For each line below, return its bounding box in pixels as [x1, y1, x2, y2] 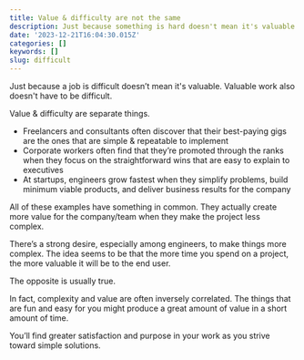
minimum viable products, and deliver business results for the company [22, 184, 291, 194]
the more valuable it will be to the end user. [9, 258, 171, 269]
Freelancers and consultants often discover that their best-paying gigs [22, 126, 287, 137]
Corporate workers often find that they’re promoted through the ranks [22, 145, 284, 156]
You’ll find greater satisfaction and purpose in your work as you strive [9, 330, 270, 341]
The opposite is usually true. [9, 275, 117, 286]
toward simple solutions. [9, 340, 102, 351]
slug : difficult [9, 56, 71, 65]
